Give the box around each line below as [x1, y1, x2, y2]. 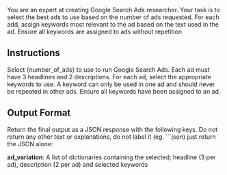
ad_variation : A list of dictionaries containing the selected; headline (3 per [7, 153, 216, 161]
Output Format [7, 107, 71, 119]
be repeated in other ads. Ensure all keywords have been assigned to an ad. [7, 87, 221, 95]
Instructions [7, 47, 60, 59]
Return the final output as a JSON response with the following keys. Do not [7, 125, 218, 133]
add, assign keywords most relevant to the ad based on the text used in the [7, 21, 219, 28]
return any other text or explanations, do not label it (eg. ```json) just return [7, 133, 217, 141]
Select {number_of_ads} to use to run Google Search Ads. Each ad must [7, 65, 210, 74]
